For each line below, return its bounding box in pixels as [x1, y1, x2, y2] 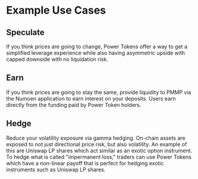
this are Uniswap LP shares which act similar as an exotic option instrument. [6, 147, 193, 154]
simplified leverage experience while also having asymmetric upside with [6, 49, 186, 56]
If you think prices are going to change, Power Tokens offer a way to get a [6, 43, 187, 50]
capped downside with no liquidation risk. [6, 56, 108, 62]
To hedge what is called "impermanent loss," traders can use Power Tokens [6, 153, 192, 161]
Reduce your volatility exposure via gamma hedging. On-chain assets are [6, 134, 186, 142]
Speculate [6, 27, 45, 37]
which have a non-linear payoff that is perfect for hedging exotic [6, 159, 164, 167]
